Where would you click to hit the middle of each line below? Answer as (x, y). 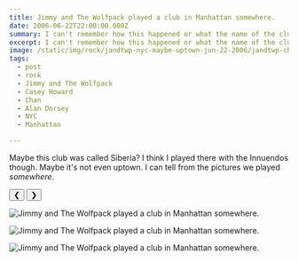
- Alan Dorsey (43, 108)
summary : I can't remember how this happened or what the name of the (142, 34)
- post (29, 67)
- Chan (29, 100)
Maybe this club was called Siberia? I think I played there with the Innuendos (149, 158)
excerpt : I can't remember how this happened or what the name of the (142, 42)
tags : (19, 59)
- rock (29, 75)
